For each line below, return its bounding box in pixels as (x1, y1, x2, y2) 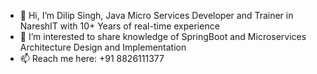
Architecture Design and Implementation (19, 41, 187, 53)
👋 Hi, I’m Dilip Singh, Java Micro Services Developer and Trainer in (19, 10, 294, 21)
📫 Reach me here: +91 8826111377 (19, 53, 165, 64)
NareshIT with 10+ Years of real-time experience (19, 20, 220, 32)
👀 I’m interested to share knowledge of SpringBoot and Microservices (19, 31, 307, 42)
